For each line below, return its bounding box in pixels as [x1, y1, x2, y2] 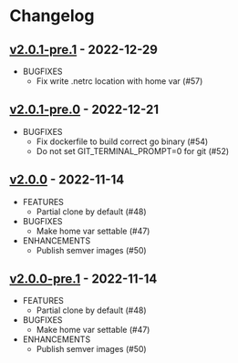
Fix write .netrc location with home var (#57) [36, 76, 203, 87]
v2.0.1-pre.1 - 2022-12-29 [9, 42, 158, 57]
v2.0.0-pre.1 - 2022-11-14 [9, 271, 158, 287]
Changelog [9, 5, 95, 26]
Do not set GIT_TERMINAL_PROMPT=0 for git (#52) [36, 145, 230, 156]
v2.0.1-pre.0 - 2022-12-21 [9, 102, 160, 118]
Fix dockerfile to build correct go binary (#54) [36, 136, 209, 147]
